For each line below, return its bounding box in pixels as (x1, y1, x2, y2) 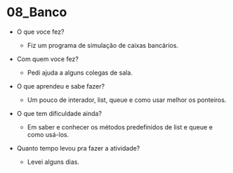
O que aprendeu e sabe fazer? (16, 82, 105, 90)
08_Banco (6, 4, 67, 20)
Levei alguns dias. (27, 158, 80, 166)
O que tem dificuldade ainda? (16, 109, 102, 117)
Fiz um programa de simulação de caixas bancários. (27, 41, 179, 49)
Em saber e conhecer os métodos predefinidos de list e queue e (27, 122, 213, 131)
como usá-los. (27, 130, 69, 139)
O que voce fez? (16, 27, 65, 36)
